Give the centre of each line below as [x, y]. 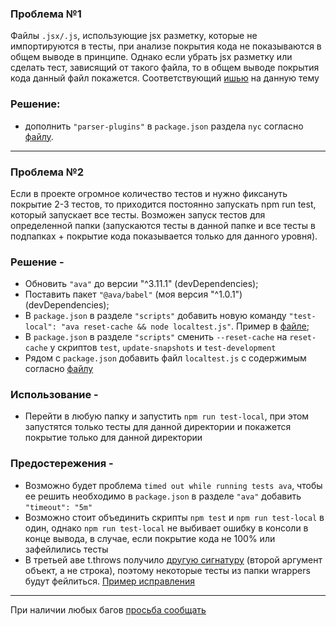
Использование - [54, 395]
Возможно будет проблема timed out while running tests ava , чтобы [173, 485]
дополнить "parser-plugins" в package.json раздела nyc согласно [164, 126]
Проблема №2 [47, 172]
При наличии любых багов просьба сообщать [108, 609]
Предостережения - [62, 464]
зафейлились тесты [66, 549]
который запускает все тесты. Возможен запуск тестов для [138, 214]
